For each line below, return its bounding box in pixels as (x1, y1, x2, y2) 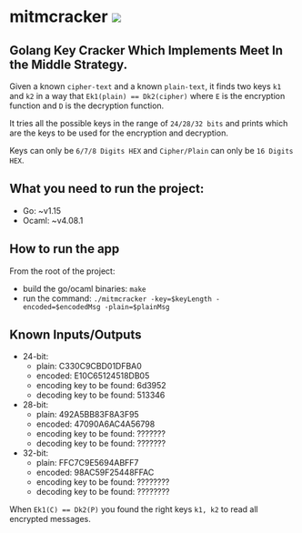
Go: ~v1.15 (22, 205, 62, 216)
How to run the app (9, 241, 120, 256)
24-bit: (22, 351, 49, 362)
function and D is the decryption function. (9, 100, 165, 111)
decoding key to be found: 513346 (35, 389, 166, 401)
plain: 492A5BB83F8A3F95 (35, 409, 139, 420)
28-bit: (22, 399, 49, 410)
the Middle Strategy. (9, 56, 128, 72)
